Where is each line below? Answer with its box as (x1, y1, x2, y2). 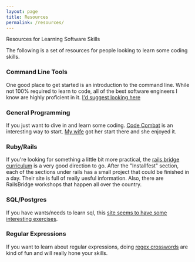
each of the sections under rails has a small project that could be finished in (6, 169, 190, 176)
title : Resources (6, 14, 49, 20)
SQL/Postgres (6, 196, 47, 204)
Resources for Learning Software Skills (6, 36, 100, 43)
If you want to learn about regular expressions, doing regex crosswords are (6, 243, 189, 250)
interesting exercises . (6, 215, 58, 222)
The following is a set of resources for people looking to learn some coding (6, 47, 188, 54)
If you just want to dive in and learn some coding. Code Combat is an (6, 122, 173, 129)
